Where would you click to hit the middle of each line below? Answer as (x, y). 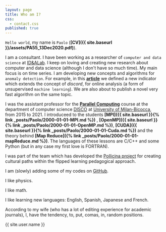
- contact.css (24, 24)
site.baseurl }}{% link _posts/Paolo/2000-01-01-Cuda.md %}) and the (79, 130)
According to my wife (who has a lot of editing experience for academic (78, 210)
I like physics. (19, 181)
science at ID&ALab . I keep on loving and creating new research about (77, 63)
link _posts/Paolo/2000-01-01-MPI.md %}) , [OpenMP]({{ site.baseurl (79, 120)
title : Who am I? (23, 14)
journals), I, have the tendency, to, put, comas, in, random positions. (74, 215)
